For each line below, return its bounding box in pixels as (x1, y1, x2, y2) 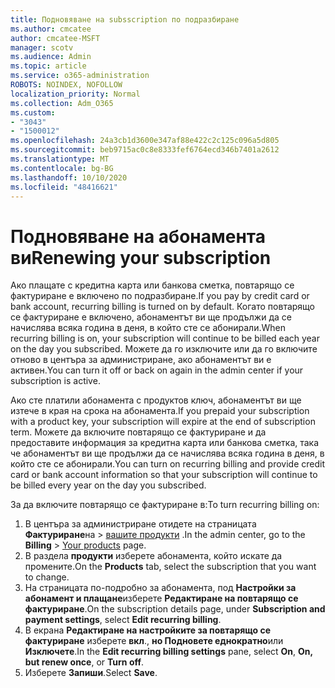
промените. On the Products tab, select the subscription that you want (24, 561, 317, 573)
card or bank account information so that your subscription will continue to (10, 469, 318, 481)
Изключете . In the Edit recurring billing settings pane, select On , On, (24, 646, 313, 658)
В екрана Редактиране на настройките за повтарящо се (24, 624, 271, 636)
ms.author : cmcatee (10, 24, 92, 34)
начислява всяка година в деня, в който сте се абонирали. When (10, 322, 286, 334)
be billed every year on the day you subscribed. (10, 479, 207, 491)
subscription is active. (10, 375, 101, 387)
